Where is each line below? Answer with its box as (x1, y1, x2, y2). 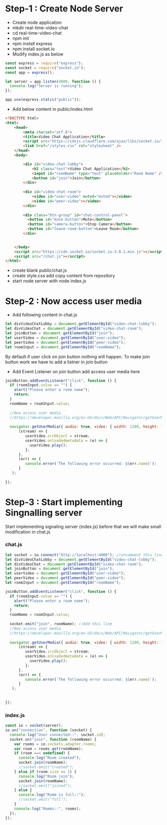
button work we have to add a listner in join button (5, 359, 108, 365)
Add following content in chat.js (12, 312, 78, 318)
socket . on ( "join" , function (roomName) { (9, 737, 97, 742)
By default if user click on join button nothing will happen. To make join (5, 353, 150, 359)
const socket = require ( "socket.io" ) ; (5, 65, 85, 70)
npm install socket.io (12, 46, 55, 52)
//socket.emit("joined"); (18, 783, 72, 788)
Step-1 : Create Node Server (5, 3, 123, 14)
